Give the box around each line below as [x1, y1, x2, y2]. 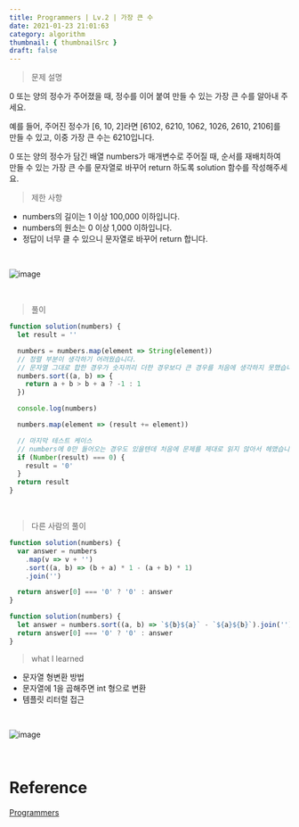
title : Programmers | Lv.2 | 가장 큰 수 [9, 12, 154, 22]
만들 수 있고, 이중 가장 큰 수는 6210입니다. [9, 132, 155, 143]
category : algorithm [9, 29, 86, 38]
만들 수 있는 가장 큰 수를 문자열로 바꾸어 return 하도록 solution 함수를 [9, 162, 250, 173]
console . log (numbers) [17, 404, 98, 413]
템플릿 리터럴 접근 [21, 693, 85, 705]
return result [17, 478, 69, 487]
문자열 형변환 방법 [21, 671, 85, 682]
